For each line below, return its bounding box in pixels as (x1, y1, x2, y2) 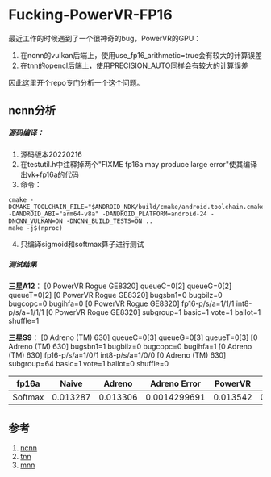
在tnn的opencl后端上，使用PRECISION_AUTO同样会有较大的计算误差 (19, 61, 248, 70)
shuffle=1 (8, 316, 40, 326)
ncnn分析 (8, 103, 56, 118)
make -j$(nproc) (8, 224, 63, 232)
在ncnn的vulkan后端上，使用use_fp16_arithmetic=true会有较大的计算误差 (19, 50, 263, 60)
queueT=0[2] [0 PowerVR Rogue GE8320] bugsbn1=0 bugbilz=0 (8, 291, 223, 300)
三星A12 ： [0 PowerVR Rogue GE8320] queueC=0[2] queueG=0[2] (8, 281, 232, 291)
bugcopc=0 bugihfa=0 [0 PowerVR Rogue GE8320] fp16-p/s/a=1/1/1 (8, 299, 235, 308)
